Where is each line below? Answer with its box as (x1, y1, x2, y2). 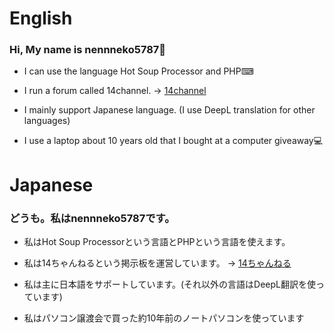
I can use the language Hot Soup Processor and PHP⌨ (23, 65, 254, 77)
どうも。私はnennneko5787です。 (9, 211, 176, 225)
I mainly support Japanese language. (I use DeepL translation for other (23, 104, 316, 116)
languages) (23, 115, 71, 127)
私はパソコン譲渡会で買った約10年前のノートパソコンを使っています (23, 312, 305, 324)
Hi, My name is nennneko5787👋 (9, 43, 167, 57)
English (9, 7, 73, 30)
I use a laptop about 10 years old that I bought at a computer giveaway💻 (23, 135, 324, 147)
